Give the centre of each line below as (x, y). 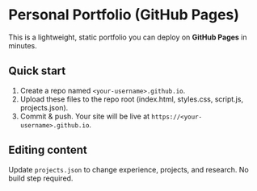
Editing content (48, 150)
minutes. (23, 45)
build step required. (41, 178)
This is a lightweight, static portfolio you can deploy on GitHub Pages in (128, 37)
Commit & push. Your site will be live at (85, 116)
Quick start (37, 71)
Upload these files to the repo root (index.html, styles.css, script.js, (132, 99)
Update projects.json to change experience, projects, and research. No (128, 169)
